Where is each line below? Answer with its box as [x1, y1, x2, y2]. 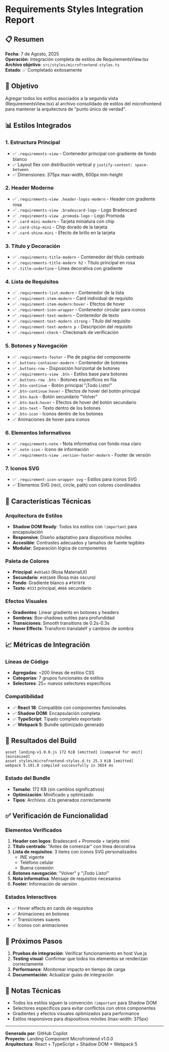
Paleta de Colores [5, 558, 49, 565]
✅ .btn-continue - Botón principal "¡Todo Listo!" [12, 382, 112, 388]
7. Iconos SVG [5, 465, 40, 472]
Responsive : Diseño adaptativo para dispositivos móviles [12, 534, 132, 540]
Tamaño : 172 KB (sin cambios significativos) [12, 786, 105, 792]
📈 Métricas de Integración [5, 640, 91, 649]
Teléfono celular [20, 859, 54, 866]
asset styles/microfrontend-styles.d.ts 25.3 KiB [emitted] [5, 758, 134, 764]
